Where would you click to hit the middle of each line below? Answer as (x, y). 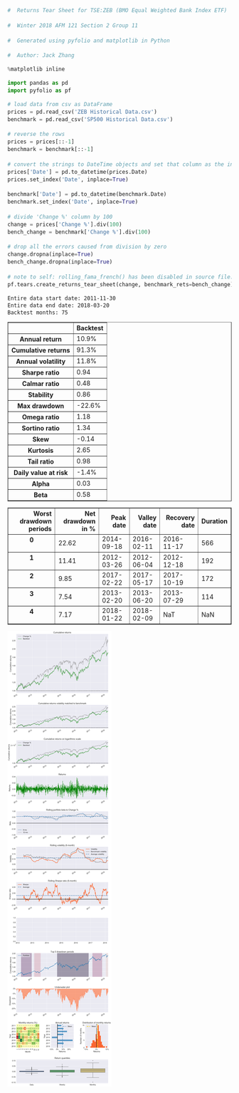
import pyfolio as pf (39, 90)
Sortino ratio (41, 428)
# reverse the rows (36, 135)
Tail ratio (41, 461)
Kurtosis (41, 451)
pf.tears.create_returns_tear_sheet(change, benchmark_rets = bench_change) (121, 284)
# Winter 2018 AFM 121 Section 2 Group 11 (73, 25)
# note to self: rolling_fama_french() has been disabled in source (111, 277)
